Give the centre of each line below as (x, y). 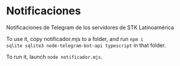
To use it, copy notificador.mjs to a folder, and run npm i (75, 39)
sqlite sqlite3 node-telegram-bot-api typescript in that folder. (86, 45)
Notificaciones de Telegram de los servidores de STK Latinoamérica (90, 27)
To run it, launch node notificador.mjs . (54, 56)
